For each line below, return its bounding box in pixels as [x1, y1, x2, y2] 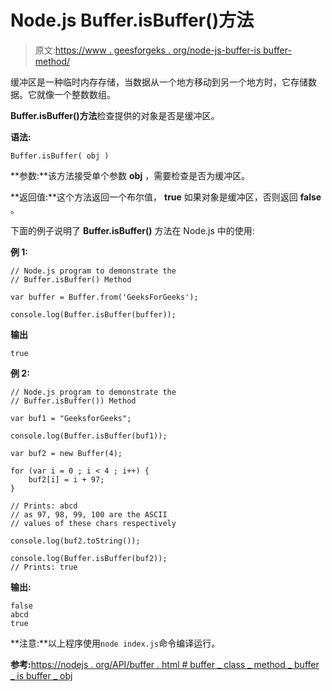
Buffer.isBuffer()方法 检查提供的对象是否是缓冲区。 [10, 109, 220, 121]
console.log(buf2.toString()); [10, 536, 141, 546]
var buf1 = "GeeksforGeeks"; [10, 413, 132, 423]
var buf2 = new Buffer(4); [10, 448, 123, 458]
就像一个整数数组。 [36, 88, 116, 100]
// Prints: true [10, 562, 78, 572]
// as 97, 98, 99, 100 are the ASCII [10, 509, 168, 520]
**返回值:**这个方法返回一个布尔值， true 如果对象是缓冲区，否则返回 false [10, 191, 322, 203]
